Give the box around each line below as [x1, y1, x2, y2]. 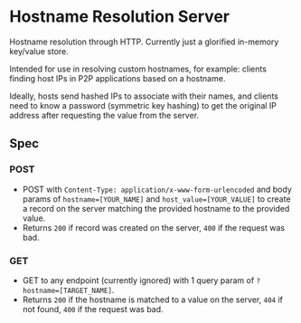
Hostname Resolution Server [9, 6, 230, 27]
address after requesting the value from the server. [9, 109, 200, 120]
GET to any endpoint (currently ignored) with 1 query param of [22, 274, 255, 286]
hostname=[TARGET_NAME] [22, 286, 113, 295]
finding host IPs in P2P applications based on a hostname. [9, 72, 226, 83]
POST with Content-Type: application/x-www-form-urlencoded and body [22, 184, 292, 195]
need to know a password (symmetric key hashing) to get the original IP [9, 100, 277, 110]
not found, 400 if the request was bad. [22, 303, 165, 314]
